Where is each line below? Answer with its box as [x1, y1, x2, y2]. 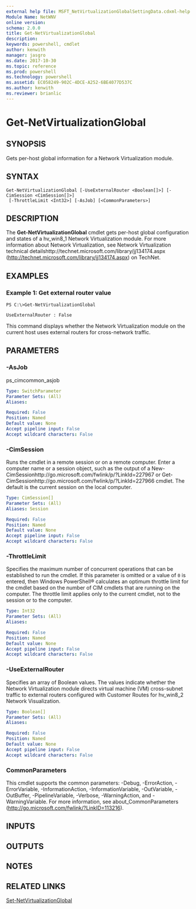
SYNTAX [6, 171, 39, 182]
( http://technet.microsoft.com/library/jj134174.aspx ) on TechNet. [6, 254, 161, 261]
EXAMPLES [6, 271, 49, 281]
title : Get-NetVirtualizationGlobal [6, 31, 96, 36]
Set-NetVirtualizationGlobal [6, 897, 72, 904]
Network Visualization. [6, 697, 60, 705]
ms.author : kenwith [6, 85, 54, 91]
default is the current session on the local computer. [6, 484, 132, 491]
